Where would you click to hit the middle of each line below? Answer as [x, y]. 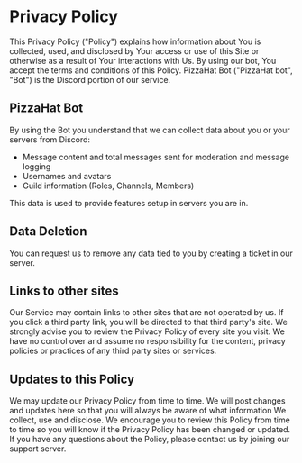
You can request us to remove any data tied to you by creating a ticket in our [151, 253]
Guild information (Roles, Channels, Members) [108, 186]
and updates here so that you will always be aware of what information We [148, 411]
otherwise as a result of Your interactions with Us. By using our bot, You [143, 60]
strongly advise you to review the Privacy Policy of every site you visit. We [147, 331]
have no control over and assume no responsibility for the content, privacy [147, 341]
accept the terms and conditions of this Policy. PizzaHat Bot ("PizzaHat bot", [151, 70]
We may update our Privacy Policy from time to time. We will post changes [147, 401]
